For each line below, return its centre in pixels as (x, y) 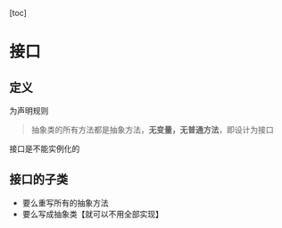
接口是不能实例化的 (45, 148)
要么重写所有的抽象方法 (65, 203)
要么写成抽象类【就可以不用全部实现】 (92, 214)
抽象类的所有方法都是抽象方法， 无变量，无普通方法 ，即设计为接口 (152, 130)
